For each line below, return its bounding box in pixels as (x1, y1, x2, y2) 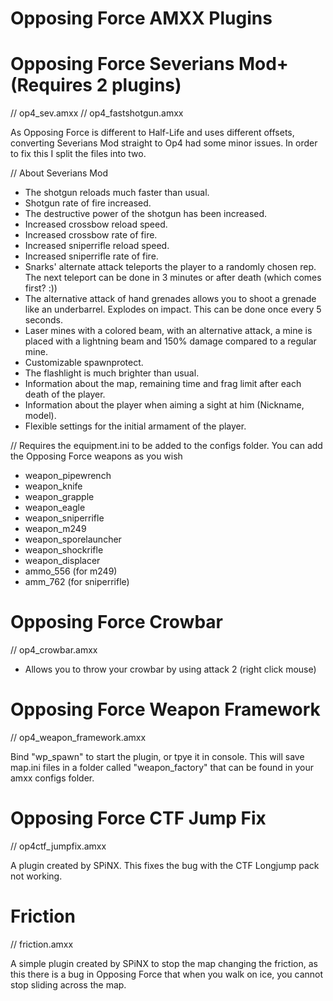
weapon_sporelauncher (24, 533, 122, 546)
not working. (10, 870, 63, 882)
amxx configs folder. (10, 772, 95, 784)
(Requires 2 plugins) (10, 74, 182, 97)
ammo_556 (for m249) (24, 565, 118, 577)
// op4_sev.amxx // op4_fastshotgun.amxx (10, 107, 184, 119)
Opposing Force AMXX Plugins (10, 7, 273, 30)
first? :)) (24, 282, 58, 294)
